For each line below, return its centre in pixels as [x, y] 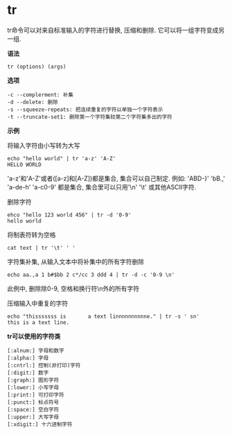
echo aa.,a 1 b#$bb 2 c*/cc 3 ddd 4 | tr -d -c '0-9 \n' [91, 275]
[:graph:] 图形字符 [33, 380]
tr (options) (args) [37, 67]
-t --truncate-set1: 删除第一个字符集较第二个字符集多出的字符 [90, 117]
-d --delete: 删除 [33, 102]
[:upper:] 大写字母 [33, 417]
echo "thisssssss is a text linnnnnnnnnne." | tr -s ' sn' [103, 316]
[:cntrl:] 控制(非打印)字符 [44, 365]
